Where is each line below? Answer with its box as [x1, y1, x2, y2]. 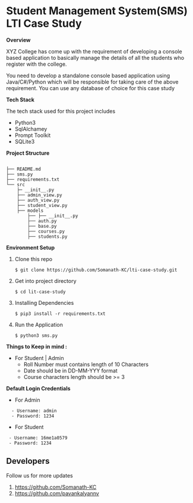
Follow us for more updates [6, 472, 73, 479]
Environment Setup [6, 244, 55, 251]
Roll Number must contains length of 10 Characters [23, 361, 149, 368]
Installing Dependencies [14, 299, 74, 306]
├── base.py [27, 223, 58, 229]
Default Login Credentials [6, 384, 71, 392]
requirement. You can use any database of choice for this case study [6, 84, 175, 91]
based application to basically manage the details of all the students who [6, 54, 185, 61]
